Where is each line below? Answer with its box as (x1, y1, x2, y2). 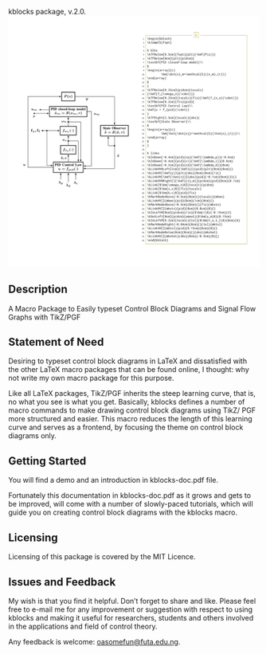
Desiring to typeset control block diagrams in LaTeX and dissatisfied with (8, 356, 248, 366)
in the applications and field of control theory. (8, 621, 158, 631)
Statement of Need (8, 335, 104, 349)
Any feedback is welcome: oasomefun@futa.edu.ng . (8, 636, 181, 646)
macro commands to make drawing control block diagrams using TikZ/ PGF (8, 405, 256, 415)
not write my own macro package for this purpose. (8, 374, 174, 383)
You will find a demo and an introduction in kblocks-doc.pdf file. (8, 476, 219, 485)
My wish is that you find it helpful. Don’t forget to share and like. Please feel (8, 596, 256, 605)
